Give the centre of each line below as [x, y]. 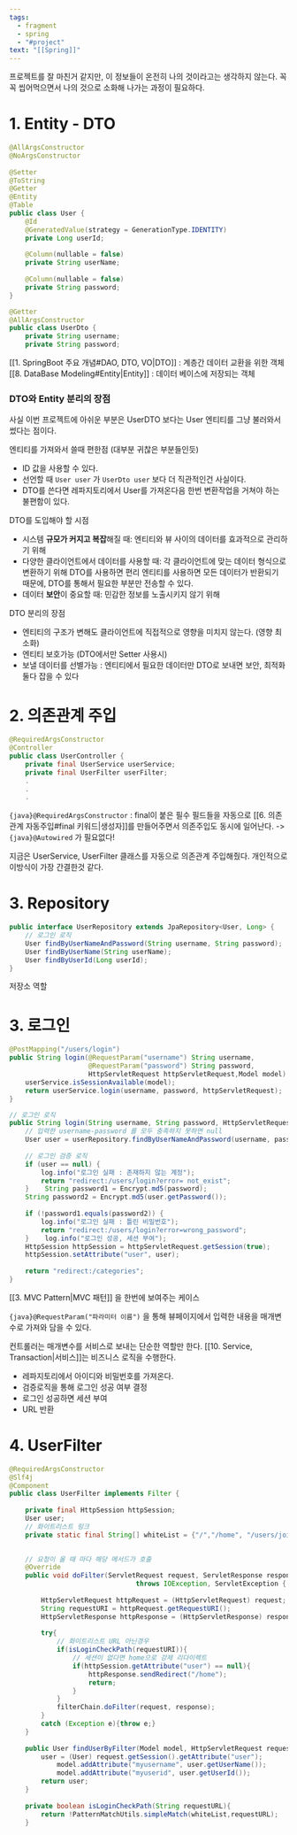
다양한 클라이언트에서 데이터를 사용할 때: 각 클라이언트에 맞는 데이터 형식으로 [154, 561]
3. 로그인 [40, 1025]
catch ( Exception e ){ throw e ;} [99, 1724]
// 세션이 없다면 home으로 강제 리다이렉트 [140, 1658]
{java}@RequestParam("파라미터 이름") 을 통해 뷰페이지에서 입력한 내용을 [134, 1316]
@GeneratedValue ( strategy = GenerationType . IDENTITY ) [126, 230]
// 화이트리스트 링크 [57, 1527]
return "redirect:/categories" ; [84, 1271]
